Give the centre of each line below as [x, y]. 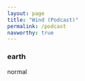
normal [17, 71]
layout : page [26, 13]
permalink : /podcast [37, 26]
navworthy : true [30, 33]
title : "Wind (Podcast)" [43, 20]
